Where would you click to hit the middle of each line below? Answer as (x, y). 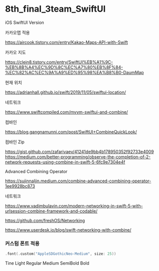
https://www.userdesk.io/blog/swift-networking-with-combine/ (68, 230)
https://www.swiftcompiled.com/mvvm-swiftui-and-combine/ (67, 112)
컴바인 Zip (15, 142)
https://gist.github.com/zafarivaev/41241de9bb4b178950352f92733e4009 (79, 152)
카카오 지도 (16, 52)
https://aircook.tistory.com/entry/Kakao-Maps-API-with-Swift (66, 42)
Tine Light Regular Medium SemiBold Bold (47, 263)
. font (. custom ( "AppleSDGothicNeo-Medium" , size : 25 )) (61, 254)
